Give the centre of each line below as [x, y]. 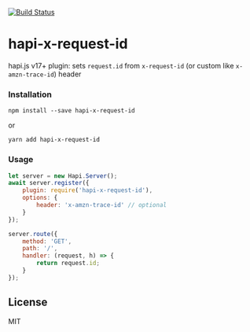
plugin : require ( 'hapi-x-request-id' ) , [88, 190]
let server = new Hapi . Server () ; [63, 176]
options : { [40, 198]
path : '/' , [40, 249]
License [28, 302]
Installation [30, 94]
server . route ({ [33, 234]
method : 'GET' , [47, 241]
